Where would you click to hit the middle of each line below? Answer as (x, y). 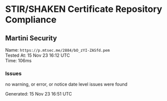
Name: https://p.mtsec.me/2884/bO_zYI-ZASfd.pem (58, 50)
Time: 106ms (18, 60)
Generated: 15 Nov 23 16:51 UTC (39, 94)
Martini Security (31, 38)
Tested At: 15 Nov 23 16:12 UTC (38, 55)
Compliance (31, 20)
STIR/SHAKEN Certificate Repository (84, 9)
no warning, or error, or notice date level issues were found (66, 84)
